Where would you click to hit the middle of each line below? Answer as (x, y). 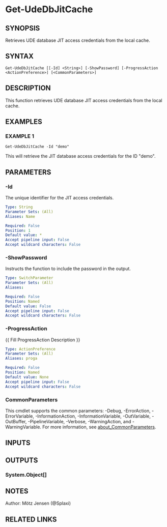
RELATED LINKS (31, 519)
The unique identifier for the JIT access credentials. (60, 198)
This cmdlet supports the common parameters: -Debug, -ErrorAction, (78, 411)
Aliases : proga (21, 359)
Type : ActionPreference (31, 349)
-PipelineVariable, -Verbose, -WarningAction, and (79, 421)
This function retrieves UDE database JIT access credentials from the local (84, 100)
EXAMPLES (24, 122)
